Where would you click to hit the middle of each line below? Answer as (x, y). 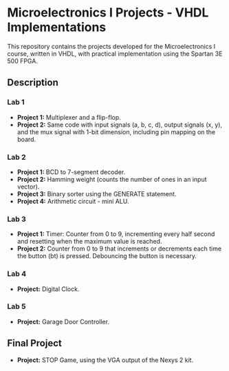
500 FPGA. (22, 61)
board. (26, 139)
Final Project (34, 343)
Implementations (57, 27)
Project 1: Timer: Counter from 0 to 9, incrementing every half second (116, 234)
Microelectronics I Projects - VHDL (108, 13)
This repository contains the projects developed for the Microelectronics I (111, 46)
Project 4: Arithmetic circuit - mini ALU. (73, 201)
